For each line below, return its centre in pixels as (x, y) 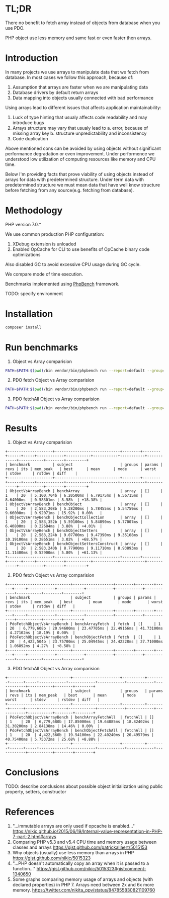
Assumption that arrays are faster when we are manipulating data (80, 87)
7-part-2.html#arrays (34, 837)
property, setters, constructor (36, 792)
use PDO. (15, 28)
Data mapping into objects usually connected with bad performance (83, 98)
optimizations (27, 254)
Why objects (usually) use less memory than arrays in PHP (73, 852)
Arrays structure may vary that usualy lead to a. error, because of (80, 128)
